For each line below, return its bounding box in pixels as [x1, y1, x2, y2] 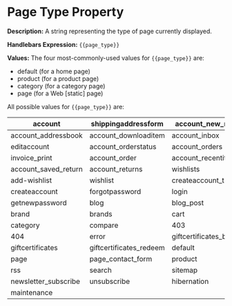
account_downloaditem [89, 131, 166, 140]
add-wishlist [10, 175, 52, 185]
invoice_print [10, 153, 53, 162]
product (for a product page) [17, 74, 99, 83]
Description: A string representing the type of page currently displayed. [7, 27, 213, 35]
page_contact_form [89, 254, 153, 263]
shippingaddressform [90, 119, 164, 128]
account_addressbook [10, 131, 83, 140]
